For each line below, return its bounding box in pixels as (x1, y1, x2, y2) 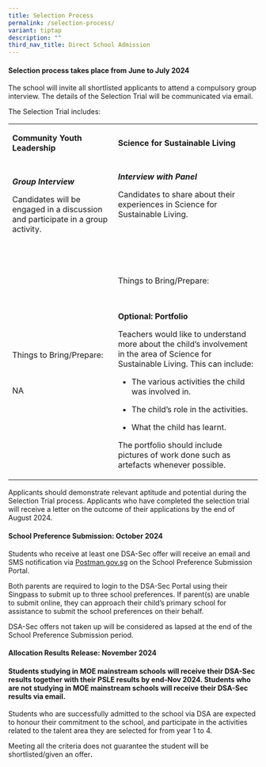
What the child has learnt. (131, 422, 227, 433)
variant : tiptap (8, 26, 62, 34)
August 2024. (8, 513, 53, 523)
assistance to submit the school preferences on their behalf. (8, 606, 204, 616)
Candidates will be (12, 194, 81, 205)
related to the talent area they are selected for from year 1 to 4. (8, 726, 213, 735)
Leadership (12, 143, 56, 154)
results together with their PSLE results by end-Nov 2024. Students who (8, 674, 251, 684)
